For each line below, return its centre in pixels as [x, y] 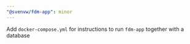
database [18, 35]
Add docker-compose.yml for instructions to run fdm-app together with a [95, 29]
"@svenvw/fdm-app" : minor [39, 12]
